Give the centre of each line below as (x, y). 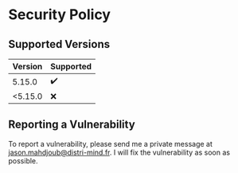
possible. (23, 160)
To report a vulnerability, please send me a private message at (111, 144)
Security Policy (60, 15)
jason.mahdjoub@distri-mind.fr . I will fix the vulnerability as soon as (119, 152)
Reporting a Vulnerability (72, 125)
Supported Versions (59, 44)
